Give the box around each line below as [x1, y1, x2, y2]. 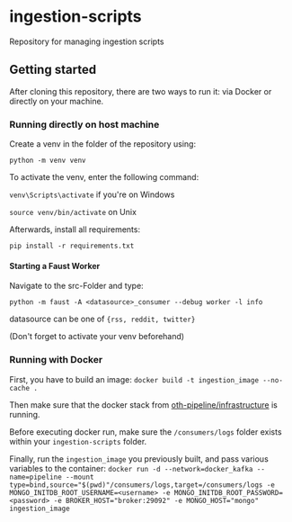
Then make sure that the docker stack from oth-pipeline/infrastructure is [9, 399, 279, 410]
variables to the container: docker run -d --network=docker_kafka [9, 463, 253, 473]
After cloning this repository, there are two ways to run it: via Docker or [9, 85, 272, 96]
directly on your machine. [9, 95, 104, 106]
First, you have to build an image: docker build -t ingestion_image [9, 373, 259, 384]
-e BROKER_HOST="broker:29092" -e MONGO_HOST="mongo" [53, 496, 259, 505]
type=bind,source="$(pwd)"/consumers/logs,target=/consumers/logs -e [9, 480, 276, 490]
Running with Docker [9, 354, 103, 366]
